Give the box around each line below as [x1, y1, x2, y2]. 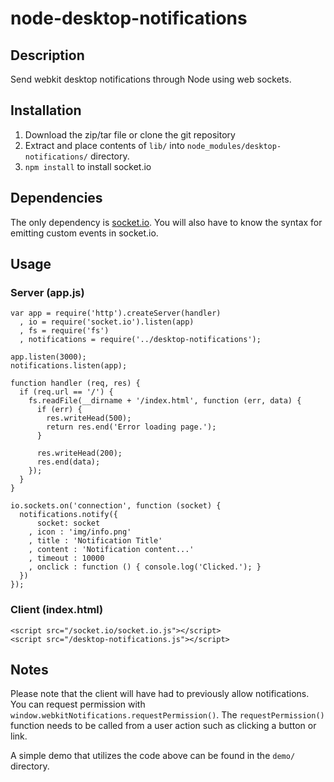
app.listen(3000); [10, 352, 87, 362]
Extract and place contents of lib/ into [24, 139, 185, 151]
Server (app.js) [10, 285, 85, 299]
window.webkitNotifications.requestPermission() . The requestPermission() [10, 709, 325, 721]
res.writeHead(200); [36, 448, 123, 459]
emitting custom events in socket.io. [10, 227, 159, 239]
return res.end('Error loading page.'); [46, 422, 217, 432]
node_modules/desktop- [186, 141, 282, 151]
